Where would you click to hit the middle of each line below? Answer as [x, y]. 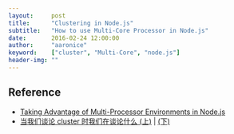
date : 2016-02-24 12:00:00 [64, 38]
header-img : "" [34, 61]
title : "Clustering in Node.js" [71, 23]
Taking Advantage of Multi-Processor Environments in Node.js [123, 112]
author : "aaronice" [48, 45]
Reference [35, 93]
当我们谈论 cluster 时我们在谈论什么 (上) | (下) [95, 121]
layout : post [37, 16]
